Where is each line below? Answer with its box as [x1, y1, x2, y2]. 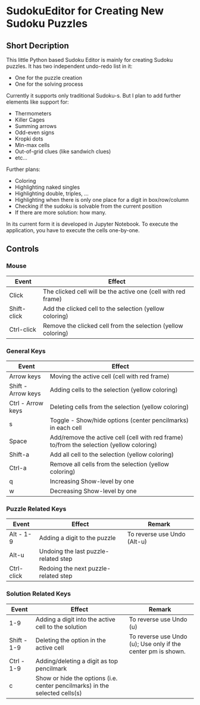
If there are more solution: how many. [14, 209, 107, 216]
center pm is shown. [129, 647, 186, 656]
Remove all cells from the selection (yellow [49, 460, 170, 468]
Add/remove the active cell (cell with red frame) [49, 433, 183, 441]
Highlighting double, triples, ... [14, 190, 89, 197]
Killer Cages [14, 116, 45, 123]
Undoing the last [39, 547, 85, 556]
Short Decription [6, 40, 70, 51]
